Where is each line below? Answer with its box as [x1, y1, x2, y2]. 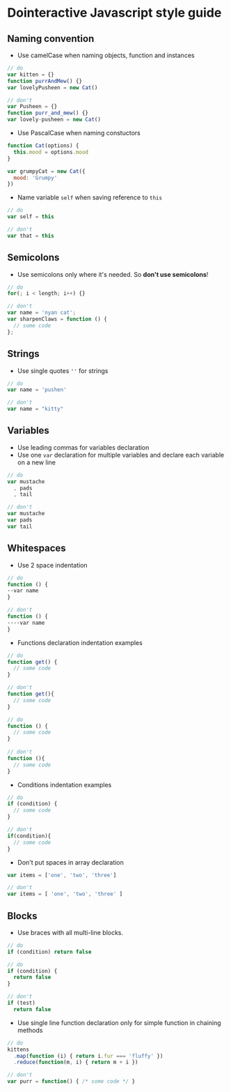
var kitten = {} [7, 71, 54, 78]
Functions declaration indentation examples [17, 638, 143, 646]
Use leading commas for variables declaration [17, 443, 150, 451]
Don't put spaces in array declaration [17, 858, 124, 866]
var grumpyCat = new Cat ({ [7, 167, 86, 175]
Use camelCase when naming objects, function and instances [17, 51, 195, 59]
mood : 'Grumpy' [13, 174, 58, 181]
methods [17, 1026, 43, 1034]
